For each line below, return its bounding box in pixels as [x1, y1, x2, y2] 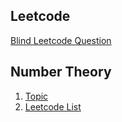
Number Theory [10, 64, 112, 81]
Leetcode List [24, 100, 82, 113]
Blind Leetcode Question [10, 34, 112, 46]
